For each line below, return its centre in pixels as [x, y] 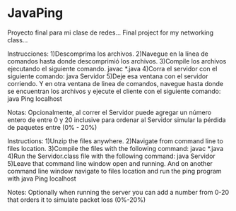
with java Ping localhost [42, 179]
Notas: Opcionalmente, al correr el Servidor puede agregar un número [110, 112]
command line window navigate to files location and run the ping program [114, 171]
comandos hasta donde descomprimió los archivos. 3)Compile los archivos [117, 61]
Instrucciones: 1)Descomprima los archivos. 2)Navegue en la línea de [108, 54]
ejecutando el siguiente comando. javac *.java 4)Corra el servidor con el [112, 68]
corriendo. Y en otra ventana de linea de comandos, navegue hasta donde [116, 83]
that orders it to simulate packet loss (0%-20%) [77, 200]
